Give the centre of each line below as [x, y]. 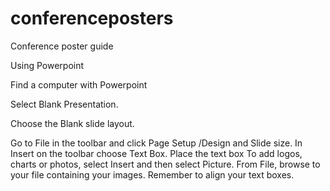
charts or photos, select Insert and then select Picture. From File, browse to [165, 164]
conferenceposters [92, 18]
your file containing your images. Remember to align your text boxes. [152, 174]
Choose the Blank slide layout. [72, 123]
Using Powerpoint [47, 65]
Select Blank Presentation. [64, 104]
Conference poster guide [62, 46]
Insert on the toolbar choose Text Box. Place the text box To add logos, [156, 153]
